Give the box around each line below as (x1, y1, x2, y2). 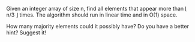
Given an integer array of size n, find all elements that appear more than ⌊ (6, 5, 188, 12)
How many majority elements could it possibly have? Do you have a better (6, 23, 189, 30)
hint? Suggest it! (6, 29, 47, 36)
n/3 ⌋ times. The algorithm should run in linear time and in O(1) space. (6, 11, 178, 18)
